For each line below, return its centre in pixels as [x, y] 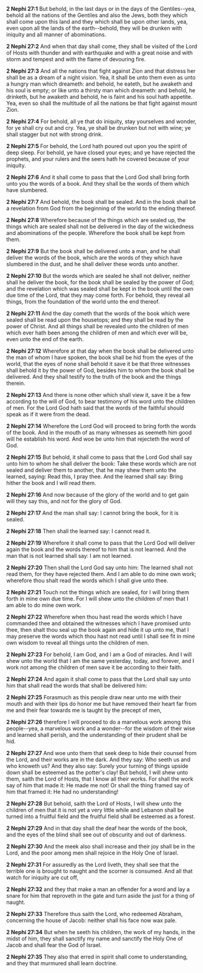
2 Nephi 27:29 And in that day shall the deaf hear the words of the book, [97, 828]
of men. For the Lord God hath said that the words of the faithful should [95, 408]
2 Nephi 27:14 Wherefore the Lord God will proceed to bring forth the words [101, 426]
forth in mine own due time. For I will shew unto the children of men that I [98, 598]
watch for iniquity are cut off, [42, 877]
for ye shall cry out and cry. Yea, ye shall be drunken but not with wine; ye [98, 128]
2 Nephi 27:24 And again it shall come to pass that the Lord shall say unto [98, 679]
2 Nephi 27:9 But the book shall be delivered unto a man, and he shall [93, 251]
